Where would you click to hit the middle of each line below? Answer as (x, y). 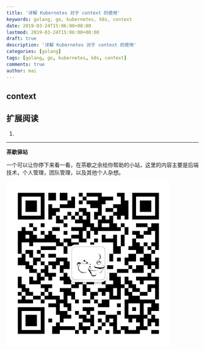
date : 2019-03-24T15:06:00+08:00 (49, 26)
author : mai (21, 71)
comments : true (26, 64)
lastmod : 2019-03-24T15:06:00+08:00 (53, 32)
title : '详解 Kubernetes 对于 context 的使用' (63, 13)
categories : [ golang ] (34, 52)
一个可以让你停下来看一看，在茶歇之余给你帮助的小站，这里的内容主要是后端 (103, 165)
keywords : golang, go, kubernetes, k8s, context (69, 19)
